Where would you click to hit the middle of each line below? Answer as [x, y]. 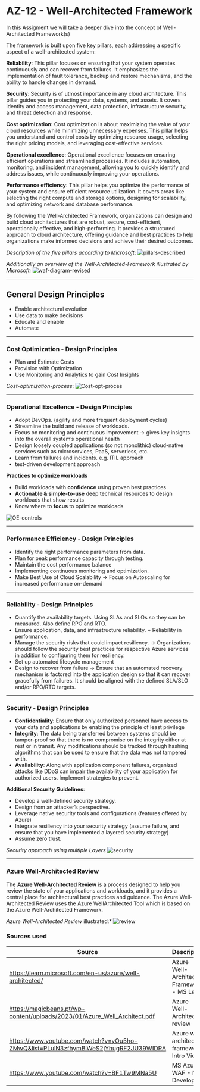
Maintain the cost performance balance [63, 564]
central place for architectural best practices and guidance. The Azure [92, 897]
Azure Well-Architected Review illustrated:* [59, 921]
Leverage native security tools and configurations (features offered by [101, 813]
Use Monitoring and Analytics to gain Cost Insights [77, 375]
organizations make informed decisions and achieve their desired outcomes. [100, 241]
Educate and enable [39, 321]
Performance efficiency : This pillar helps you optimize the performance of [98, 185]
